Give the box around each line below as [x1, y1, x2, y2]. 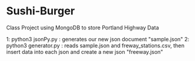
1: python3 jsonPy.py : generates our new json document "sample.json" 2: [6, 35, 190, 42]
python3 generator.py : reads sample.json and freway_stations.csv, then [6, 42, 185, 49]
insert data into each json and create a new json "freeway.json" [6, 48, 164, 55]
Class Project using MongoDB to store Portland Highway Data [6, 24, 159, 31]
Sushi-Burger [6, 4, 75, 18]
